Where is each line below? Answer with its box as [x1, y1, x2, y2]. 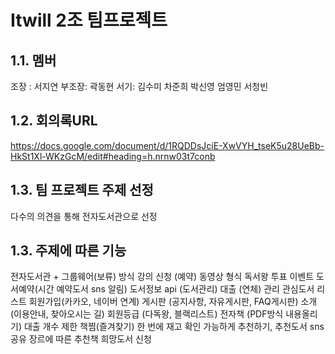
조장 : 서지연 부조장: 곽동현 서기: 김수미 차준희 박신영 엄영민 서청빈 [10, 81, 269, 92]
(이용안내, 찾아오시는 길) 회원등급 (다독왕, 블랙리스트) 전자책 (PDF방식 [10, 308, 284, 320]
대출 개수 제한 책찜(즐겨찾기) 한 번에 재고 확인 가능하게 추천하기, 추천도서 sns [23, 321, 325, 333]
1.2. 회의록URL [10, 112, 98, 130]
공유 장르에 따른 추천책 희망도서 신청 [10, 333, 152, 345]
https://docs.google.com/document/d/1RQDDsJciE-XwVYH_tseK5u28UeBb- [10, 139, 325, 151]
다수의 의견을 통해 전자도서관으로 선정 [10, 210, 158, 222]
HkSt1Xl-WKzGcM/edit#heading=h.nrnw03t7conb [10, 150, 216, 162]
